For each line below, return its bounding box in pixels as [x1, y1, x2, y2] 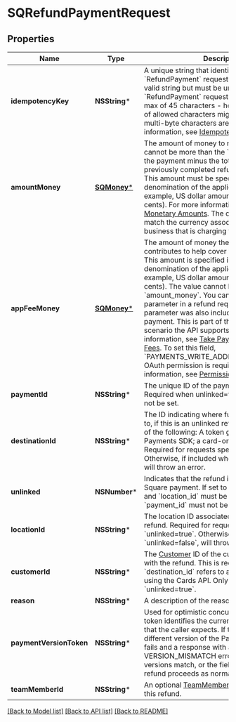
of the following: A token [143, 427, 225, 437]
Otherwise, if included [143, 454, 216, 463]
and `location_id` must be [143, 492, 228, 501]
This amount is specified [143, 255, 225, 265]
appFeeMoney [11, 303, 60, 313]
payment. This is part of [143, 317, 223, 326]
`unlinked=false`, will [143, 538, 212, 547]
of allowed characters [143, 110, 216, 119]
